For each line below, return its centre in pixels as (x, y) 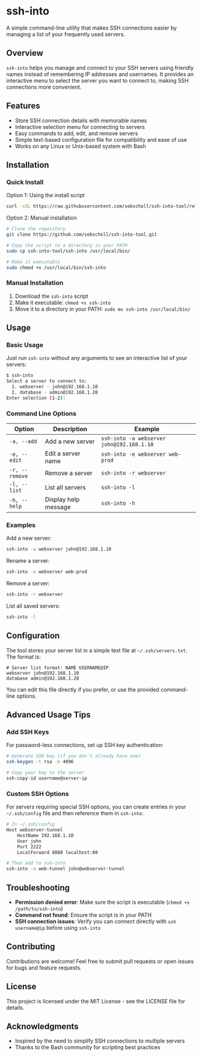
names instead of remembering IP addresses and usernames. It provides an (100, 74)
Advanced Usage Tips (49, 715)
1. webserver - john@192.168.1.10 (55, 387)
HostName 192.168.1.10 (45, 835)
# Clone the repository (36, 229)
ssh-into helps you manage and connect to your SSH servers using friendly (100, 68)
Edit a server (63, 453)
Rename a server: (28, 561)
